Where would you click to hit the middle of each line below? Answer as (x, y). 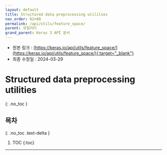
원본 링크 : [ (24, 47)
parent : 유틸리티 (21, 28)
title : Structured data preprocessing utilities (56, 14)
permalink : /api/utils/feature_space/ (45, 24)
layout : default (22, 10)
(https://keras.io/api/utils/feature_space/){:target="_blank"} (73, 53)
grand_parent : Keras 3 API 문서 (38, 33)
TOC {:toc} (23, 143)
